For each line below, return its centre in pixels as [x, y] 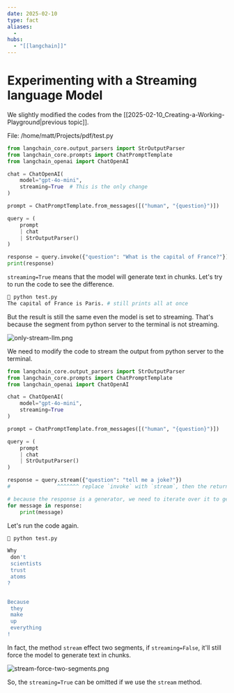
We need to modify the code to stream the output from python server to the [116, 351]
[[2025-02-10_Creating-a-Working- [174, 114]
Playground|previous [37, 122]
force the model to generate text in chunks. [69, 655]
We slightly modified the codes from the [65, 114]
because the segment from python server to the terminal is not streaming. [113, 324]
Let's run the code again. [43, 525]
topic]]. [79, 122]
